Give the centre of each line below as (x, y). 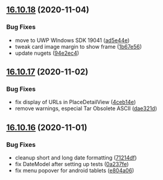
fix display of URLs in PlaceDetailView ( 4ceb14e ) (75, 102)
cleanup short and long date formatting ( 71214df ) (76, 158)
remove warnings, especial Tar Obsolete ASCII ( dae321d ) (86, 108)
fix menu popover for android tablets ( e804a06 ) (75, 170)
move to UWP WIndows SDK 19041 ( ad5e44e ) (72, 40)
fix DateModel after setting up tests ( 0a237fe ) (72, 164)
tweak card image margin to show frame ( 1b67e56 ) (78, 46)
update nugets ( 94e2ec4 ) (47, 53)
